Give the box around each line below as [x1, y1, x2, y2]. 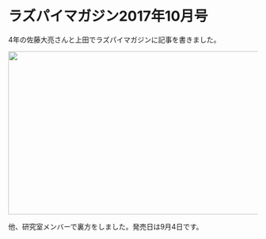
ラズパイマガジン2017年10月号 [8, 7, 208, 25]
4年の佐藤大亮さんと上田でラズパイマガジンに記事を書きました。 [8, 35, 221, 44]
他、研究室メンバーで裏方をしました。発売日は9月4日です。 [8, 222, 203, 231]
